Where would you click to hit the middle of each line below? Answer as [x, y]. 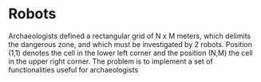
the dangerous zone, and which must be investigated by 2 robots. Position [130, 44]
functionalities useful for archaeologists [73, 69]
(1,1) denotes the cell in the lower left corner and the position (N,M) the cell [130, 53]
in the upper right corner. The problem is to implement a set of [111, 61]
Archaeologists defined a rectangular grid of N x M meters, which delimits [130, 36]
